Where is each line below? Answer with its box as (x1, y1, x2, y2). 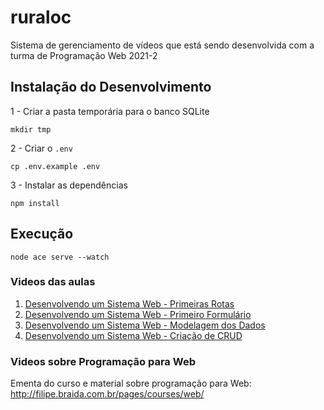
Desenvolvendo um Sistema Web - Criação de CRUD (24, 329, 243, 341)
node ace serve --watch (10, 252, 110, 262)
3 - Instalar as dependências (10, 179, 128, 191)
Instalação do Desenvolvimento (10, 79, 212, 96)
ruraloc (10, 6, 72, 29)
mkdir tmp (10, 124, 52, 135)
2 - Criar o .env (10, 142, 73, 154)
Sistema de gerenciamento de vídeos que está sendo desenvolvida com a (10, 39, 315, 51)
